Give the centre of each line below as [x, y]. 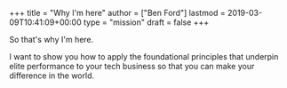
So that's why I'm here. [52, 40]
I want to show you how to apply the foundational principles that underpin [144, 56]
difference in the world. [52, 76]
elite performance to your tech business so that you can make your [132, 66]
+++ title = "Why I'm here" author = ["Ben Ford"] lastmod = [118, 13]
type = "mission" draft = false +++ [146, 22]
